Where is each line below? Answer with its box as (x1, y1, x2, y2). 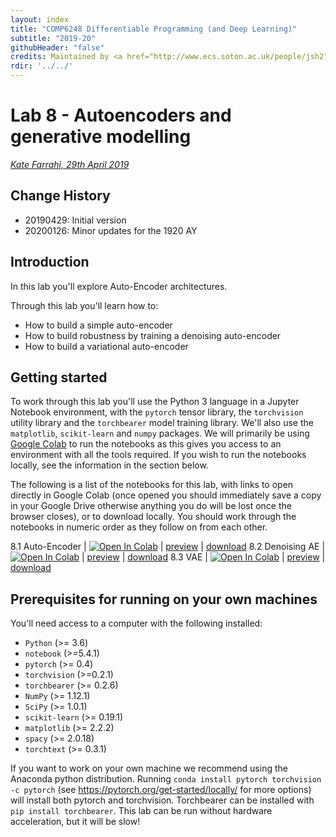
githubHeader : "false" (10, 42, 105, 53)
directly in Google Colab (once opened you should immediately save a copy (10, 489, 322, 501)
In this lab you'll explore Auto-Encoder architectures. (10, 280, 228, 292)
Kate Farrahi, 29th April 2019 (10, 158, 130, 170)
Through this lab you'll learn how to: (10, 299, 159, 311)
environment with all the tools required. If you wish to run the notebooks (10, 449, 307, 461)
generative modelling (10, 126, 192, 148)
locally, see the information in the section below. (10, 459, 209, 471)
